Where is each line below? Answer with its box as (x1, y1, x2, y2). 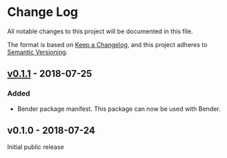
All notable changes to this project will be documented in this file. (7, 27, 194, 35)
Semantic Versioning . (7, 48, 68, 56)
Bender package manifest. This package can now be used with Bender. (17, 105, 221, 113)
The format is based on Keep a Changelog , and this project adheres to (7, 40, 208, 49)
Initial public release (7, 143, 64, 151)
